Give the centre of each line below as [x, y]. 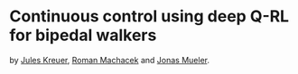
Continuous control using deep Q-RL [149, 16]
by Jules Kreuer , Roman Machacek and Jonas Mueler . [110, 60]
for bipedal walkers [83, 35]
